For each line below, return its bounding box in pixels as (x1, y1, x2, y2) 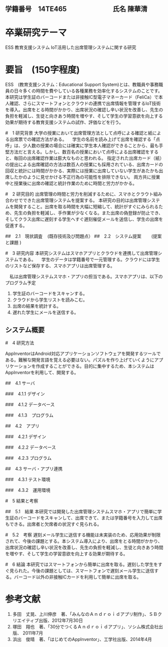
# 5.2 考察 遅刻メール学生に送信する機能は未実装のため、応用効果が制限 (5, 532, 161, 538)
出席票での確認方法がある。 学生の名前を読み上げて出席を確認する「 (9, 136, 156, 142)
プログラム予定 (5, 280, 36, 286)
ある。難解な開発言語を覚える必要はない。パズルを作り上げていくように (5, 357, 154, 363)
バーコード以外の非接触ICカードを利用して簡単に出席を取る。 (14, 574, 141, 580)
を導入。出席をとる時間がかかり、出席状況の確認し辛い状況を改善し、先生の (5, 107, 163, 113)
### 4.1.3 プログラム (5, 412, 54, 418)
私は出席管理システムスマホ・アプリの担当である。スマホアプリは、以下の (9, 273, 163, 279)
